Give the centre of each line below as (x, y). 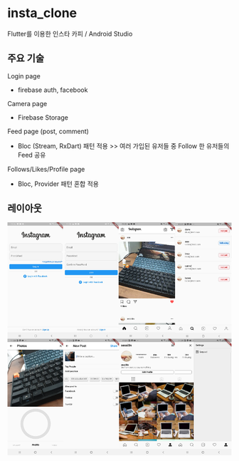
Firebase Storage (43, 117)
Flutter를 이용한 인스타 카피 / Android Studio (70, 33)
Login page (24, 76)
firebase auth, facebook (53, 90)
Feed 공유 (32, 155)
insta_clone (42, 13)
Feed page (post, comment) (48, 131)
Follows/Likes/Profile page (46, 169)
